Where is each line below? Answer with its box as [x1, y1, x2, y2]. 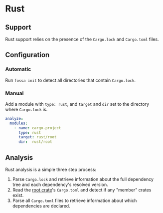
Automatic [5, 66, 31, 73]
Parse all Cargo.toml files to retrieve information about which [12, 197, 137, 203]
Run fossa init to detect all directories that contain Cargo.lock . [5, 77, 136, 83]
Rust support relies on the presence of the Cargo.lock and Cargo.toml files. [5, 36, 159, 42]
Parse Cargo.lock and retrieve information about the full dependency [12, 176, 154, 182]
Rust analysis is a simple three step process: [5, 166, 96, 173]
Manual [5, 90, 24, 97]
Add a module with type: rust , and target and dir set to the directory [5, 101, 150, 107]
